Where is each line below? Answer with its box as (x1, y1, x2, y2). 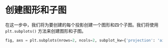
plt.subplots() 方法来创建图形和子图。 (5, 28, 86, 34)
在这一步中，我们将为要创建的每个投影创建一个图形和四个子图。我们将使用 (5, 22, 158, 28)
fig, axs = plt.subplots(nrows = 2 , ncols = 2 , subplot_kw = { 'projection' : (5, 38, 155, 43)
